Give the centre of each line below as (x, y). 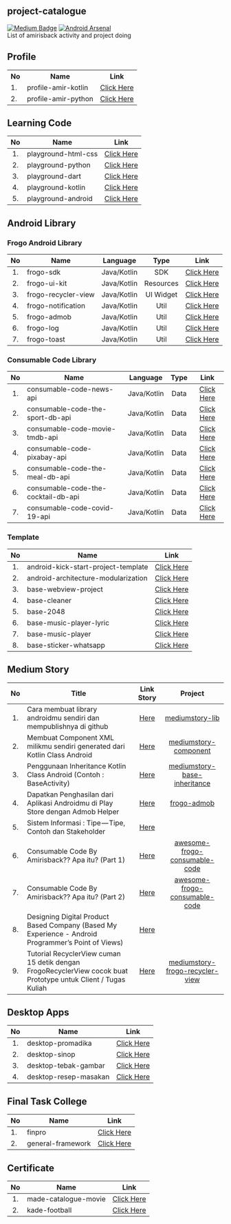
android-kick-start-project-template (88, 567)
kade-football (49, 1210)
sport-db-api (49, 418)
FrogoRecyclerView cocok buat (78, 971)
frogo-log (43, 328)
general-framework (59, 1143)
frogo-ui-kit (47, 284)
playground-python (59, 165)
